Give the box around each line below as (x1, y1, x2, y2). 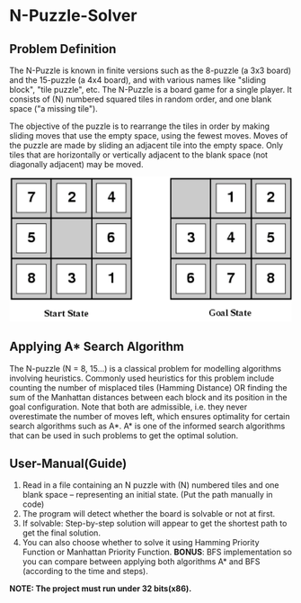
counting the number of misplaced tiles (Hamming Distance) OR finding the (9, 382, 288, 392)
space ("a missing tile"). (9, 103, 99, 113)
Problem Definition (9, 41, 117, 57)
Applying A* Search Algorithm (9, 339, 184, 355)
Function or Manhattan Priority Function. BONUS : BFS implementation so (22, 546, 292, 558)
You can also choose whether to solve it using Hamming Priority (22, 537, 260, 548)
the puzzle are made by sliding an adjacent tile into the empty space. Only (9, 140, 284, 150)
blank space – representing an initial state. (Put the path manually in (22, 490, 273, 500)
